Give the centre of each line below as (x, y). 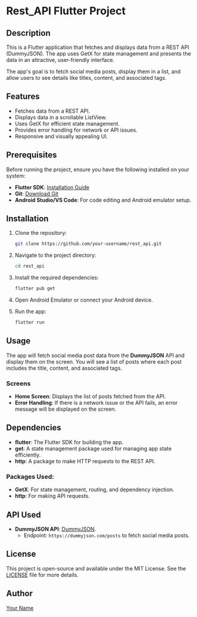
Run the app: (30, 312)
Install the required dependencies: (57, 278)
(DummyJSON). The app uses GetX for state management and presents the (99, 54)
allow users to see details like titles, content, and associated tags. (86, 78)
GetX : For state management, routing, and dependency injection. (94, 489)
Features (23, 97)
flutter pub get (35, 289)
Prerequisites (32, 155)
